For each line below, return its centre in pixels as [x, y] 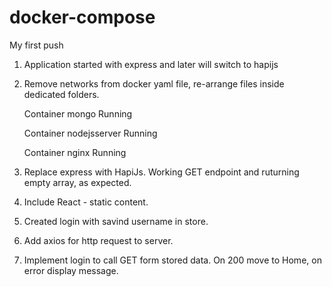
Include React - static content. [86, 202]
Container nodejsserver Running [90, 133]
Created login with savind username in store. [116, 221]
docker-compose [82, 17]
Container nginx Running [75, 152]
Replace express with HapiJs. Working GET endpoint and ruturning [161, 172]
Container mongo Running [78, 113]
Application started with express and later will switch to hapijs [151, 64]
